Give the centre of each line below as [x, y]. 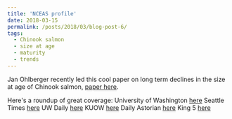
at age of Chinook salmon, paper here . [63, 86]
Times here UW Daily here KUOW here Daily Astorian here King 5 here [109, 107]
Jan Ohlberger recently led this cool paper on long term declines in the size [116, 79]
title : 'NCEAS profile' [42, 14]
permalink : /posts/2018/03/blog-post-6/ [67, 27]
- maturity [30, 53]
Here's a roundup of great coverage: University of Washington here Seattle [116, 100]
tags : [15, 33]
